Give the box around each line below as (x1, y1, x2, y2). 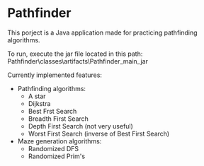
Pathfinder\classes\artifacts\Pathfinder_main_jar (7, 57, 149, 65)
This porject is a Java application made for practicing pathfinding (7, 28, 198, 37)
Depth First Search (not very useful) (28, 121, 133, 130)
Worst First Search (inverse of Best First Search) (28, 129, 170, 138)
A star (28, 92, 46, 100)
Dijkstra (28, 99, 51, 107)
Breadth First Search (28, 114, 89, 123)
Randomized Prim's (28, 152, 86, 160)
